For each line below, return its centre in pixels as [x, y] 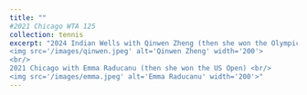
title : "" [28, 18]
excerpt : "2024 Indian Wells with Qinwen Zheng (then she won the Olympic [155, 43]
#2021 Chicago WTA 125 [53, 26]
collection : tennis [47, 34]
